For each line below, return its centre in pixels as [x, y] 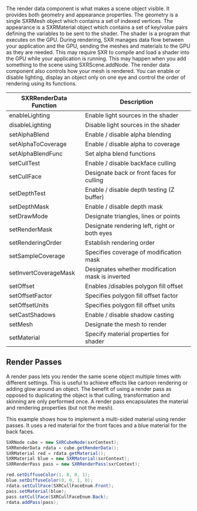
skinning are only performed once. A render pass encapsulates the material [97, 401]
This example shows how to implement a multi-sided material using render [96, 419]
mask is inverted [108, 276]
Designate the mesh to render [126, 324]
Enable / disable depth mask [124, 207]
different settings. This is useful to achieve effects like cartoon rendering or [97, 383]
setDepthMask [29, 207]
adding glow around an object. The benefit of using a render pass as [89, 389]
